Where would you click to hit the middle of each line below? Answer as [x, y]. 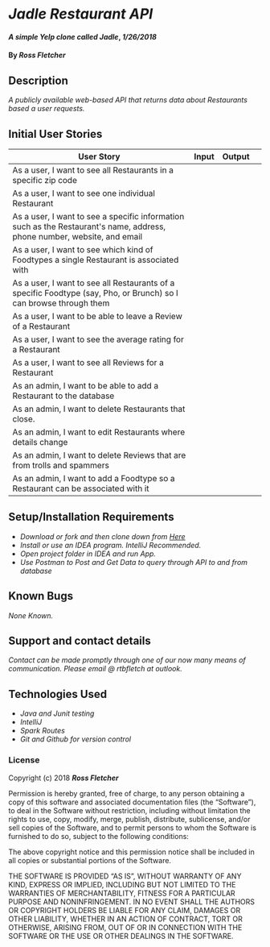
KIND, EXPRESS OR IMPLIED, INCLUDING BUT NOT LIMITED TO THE [122, 884]
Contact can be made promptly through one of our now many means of [127, 660]
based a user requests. [47, 109]
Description [38, 80]
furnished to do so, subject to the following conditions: [98, 836]
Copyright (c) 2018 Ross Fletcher [63, 778]
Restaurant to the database [63, 396]
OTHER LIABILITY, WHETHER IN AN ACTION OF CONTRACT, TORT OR [125, 919]
